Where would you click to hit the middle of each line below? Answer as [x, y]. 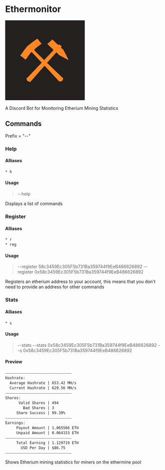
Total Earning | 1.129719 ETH [47, 443]
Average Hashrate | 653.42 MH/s [43, 383]
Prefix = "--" [18, 136]
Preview [14, 362]
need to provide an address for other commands [55, 287]
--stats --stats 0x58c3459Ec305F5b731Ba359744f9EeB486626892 [87, 345]
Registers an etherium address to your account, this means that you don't [80, 282]
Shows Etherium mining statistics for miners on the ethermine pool [73, 462]
